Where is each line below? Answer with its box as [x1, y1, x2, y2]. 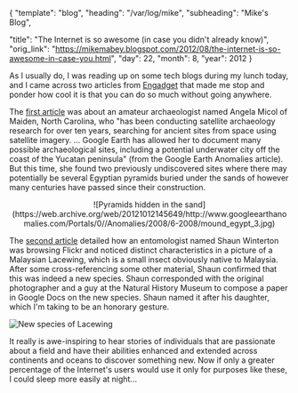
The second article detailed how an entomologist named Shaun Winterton [9, 236, 279, 245]
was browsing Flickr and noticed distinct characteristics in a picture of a [9, 245, 273, 255]
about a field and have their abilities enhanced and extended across [9, 346, 258, 356]
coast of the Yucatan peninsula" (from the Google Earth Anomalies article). [9, 154, 284, 164]
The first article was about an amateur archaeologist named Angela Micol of [9, 107, 287, 116]
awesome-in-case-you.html [9, 53, 111, 63]
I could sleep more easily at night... [9, 373, 138, 384]
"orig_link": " [9, 44, 56, 54]
